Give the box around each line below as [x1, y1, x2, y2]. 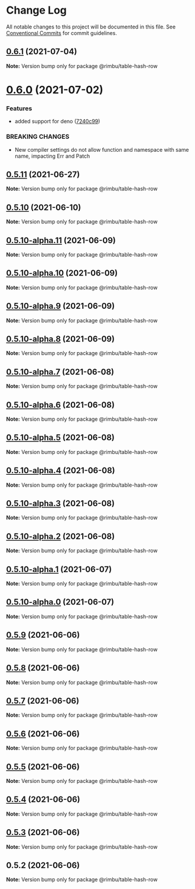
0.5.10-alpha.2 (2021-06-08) [6, 531, 115, 541]
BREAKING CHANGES [6, 133, 70, 141]
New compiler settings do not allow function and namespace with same [14, 146, 189, 153]
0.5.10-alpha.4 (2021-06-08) [6, 466, 115, 476]
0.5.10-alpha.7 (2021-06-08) [6, 367, 114, 377]
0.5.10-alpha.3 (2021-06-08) [6, 498, 115, 509]
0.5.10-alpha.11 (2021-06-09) [6, 235, 116, 245]
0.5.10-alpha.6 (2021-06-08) [6, 399, 115, 410]
